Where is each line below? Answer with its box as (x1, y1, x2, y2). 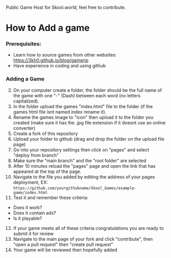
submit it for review (13, 230, 54, 237)
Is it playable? (13, 215, 42, 221)
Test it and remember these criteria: (13, 194, 89, 200)
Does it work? (13, 204, 42, 211)
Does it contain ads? (13, 210, 56, 216)
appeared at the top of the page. (13, 168, 82, 174)
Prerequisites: (6, 40, 42, 47)
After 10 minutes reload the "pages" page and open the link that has (13, 163, 156, 169)
